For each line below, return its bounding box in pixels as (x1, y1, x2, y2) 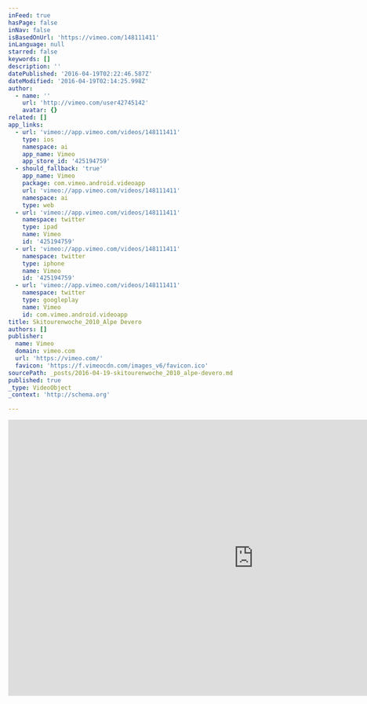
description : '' (8, 63, 61, 71)
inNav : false (8, 26, 51, 34)
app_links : (8, 121, 44, 129)
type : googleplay (22, 296, 79, 304)
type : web (22, 201, 55, 209)
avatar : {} (22, 107, 58, 115)
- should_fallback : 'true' (15, 165, 104, 173)
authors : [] (8, 325, 47, 334)
